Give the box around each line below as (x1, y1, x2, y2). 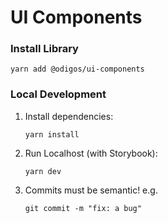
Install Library (10, 42, 79, 56)
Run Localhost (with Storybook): (24, 147, 158, 159)
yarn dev (24, 166, 62, 176)
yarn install (24, 129, 80, 140)
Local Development (10, 87, 107, 101)
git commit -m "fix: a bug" (24, 203, 142, 213)
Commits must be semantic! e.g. (24, 184, 158, 196)
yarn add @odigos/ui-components (10, 64, 145, 75)
